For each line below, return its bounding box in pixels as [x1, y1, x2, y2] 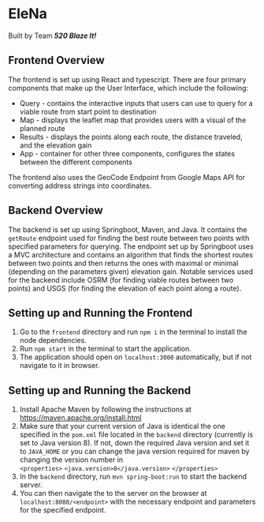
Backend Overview [8, 204, 104, 217]
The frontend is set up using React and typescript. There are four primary [8, 74, 247, 84]
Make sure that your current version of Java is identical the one [19, 422, 226, 431]
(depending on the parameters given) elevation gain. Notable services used [8, 266, 254, 276]
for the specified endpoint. [19, 505, 106, 515]
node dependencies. [19, 336, 87, 345]
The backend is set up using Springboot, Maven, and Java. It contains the [8, 224, 247, 234]
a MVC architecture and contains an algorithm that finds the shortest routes [8, 250, 254, 259]
